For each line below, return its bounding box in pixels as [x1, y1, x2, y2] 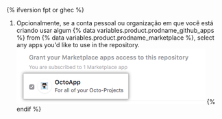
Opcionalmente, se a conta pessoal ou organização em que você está [16, 19, 214, 27]
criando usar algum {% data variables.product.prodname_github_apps [16, 27, 214, 34]
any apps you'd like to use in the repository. [16, 41, 140, 49]
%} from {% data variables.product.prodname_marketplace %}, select [16, 34, 215, 42]
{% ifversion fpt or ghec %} [6, 6, 85, 14]
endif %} [16, 105, 42, 113]
